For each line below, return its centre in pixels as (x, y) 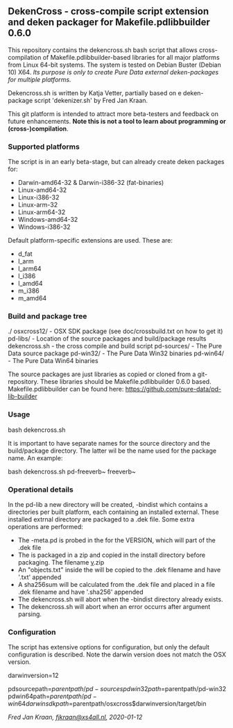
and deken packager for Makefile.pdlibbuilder (109, 23)
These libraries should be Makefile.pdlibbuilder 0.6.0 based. (126, 382)
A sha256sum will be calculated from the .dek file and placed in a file (116, 584)
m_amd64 (32, 298)
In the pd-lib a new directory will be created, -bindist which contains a (108, 504)
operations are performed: (46, 527)
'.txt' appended (40, 577)
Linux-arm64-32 (42, 212)
